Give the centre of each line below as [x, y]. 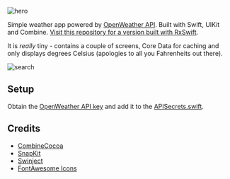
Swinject [30, 161]
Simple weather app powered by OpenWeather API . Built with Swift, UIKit [114, 24]
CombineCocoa [40, 146]
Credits [24, 128]
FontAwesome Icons [47, 168]
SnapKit [29, 153]
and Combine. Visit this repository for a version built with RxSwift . [103, 32]
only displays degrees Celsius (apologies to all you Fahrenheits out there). [115, 53]
